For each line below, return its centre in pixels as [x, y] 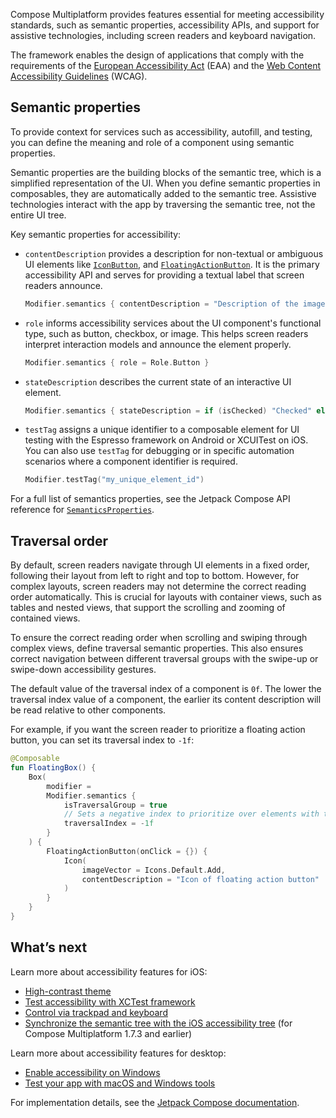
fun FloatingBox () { [53, 768]
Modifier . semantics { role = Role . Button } [117, 362]
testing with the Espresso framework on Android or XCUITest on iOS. [166, 440]
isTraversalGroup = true [115, 805]
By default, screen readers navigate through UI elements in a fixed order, [160, 565]
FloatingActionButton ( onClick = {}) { [127, 851]
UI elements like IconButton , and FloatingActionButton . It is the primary [172, 264]
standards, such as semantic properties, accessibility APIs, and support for [165, 25]
